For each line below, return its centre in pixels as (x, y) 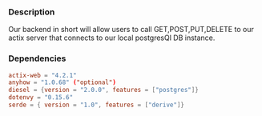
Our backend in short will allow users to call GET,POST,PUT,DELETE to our (131, 30)
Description (32, 12)
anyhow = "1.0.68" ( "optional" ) (62, 82)
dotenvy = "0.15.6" (41, 98)
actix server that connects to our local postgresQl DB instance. (112, 38)
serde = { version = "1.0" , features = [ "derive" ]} (96, 105)
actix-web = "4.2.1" (43, 75)
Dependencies (37, 58)
